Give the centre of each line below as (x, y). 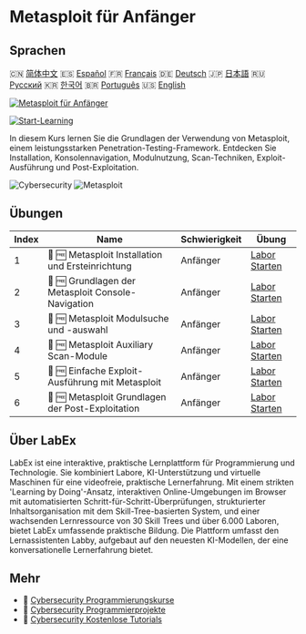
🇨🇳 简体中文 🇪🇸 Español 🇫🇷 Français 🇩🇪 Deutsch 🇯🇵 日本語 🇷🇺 (138, 73)
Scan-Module (77, 355)
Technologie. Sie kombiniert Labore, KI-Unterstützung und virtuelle (135, 472)
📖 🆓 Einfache (77, 371)
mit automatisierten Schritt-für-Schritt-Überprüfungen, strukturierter (138, 501)
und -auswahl (78, 330)
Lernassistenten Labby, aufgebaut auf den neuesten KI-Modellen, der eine (149, 540)
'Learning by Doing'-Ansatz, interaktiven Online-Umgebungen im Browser (148, 491)
